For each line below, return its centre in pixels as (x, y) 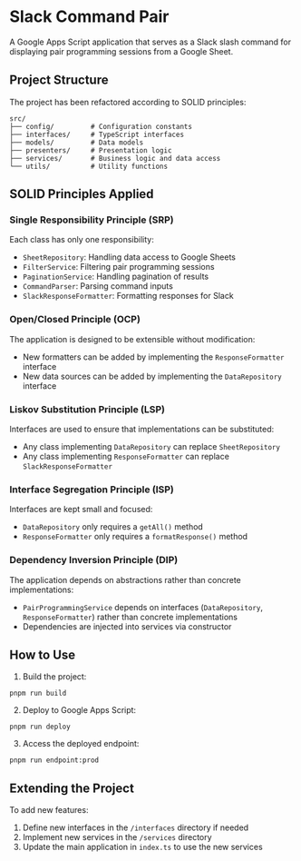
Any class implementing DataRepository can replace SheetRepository (151, 447)
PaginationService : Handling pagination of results (116, 277)
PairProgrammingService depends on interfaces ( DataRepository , (142, 607)
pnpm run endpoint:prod (54, 760)
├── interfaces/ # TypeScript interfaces (97, 134)
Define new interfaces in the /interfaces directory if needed (136, 827)
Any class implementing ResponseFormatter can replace (126, 457)
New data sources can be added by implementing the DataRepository (152, 376)
